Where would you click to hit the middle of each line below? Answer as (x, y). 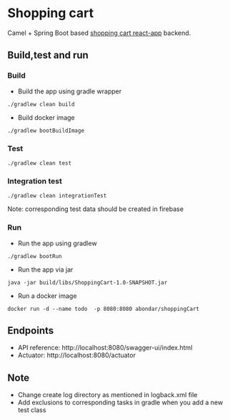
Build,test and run (48, 55)
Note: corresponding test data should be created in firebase (96, 209)
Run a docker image (47, 296)
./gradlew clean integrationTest (57, 196)
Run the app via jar (45, 270)
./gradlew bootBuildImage (46, 130)
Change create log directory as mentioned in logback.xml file (107, 395)
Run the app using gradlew (57, 243)
